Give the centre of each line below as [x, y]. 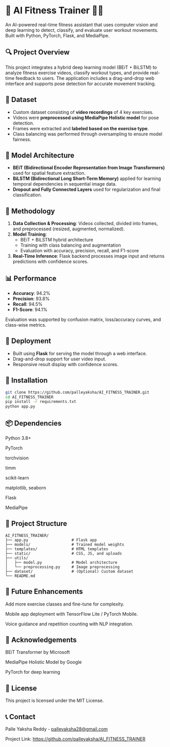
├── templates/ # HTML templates [57, 549]
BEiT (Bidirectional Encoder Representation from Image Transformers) [89, 168]
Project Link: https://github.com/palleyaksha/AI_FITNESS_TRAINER [75, 739]
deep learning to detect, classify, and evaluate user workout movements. [82, 30]
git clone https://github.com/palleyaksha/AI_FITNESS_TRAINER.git [77, 392]
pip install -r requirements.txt [41, 402]
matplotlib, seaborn [26, 488]
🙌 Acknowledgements [41, 640]
